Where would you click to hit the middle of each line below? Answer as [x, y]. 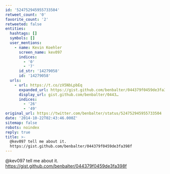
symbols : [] [23, 38]
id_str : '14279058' [39, 71]
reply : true [18, 132]
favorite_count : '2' [27, 19]
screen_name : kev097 [40, 52]
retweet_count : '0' [26, 15]
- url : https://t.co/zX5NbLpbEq [48, 85]
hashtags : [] [24, 33]
